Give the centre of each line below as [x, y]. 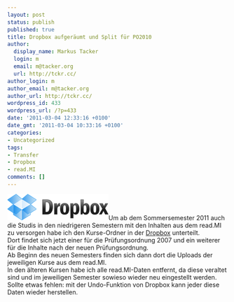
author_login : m [31, 81]
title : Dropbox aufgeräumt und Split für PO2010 [80, 37]
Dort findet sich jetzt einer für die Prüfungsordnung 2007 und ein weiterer [114, 240]
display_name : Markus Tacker [56, 52]
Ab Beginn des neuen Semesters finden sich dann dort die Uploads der [110, 254]
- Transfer [23, 155]
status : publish [31, 22]
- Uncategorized [31, 140]
